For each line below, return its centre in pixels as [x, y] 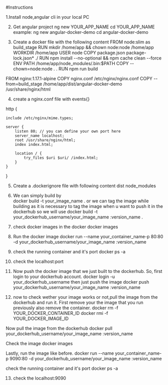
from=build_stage [24, 84]
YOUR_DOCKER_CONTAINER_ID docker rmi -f [61, 313]
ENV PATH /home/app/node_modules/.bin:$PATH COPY [71, 63]
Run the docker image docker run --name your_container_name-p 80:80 [88, 236]
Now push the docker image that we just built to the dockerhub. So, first [88, 271]
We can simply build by [37, 196]
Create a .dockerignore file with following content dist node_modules [85, 186]
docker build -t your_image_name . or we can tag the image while [81, 201]
